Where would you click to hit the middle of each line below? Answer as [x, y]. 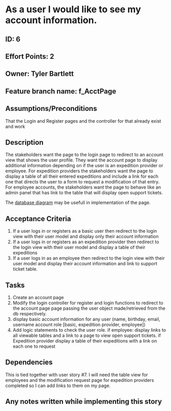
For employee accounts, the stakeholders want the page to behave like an [83, 187]
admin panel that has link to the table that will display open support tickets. [84, 193]
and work [15, 126]
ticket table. [25, 269]
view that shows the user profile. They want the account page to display [81, 160]
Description [24, 142]
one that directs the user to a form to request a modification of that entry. [82, 182]
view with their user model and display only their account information [85, 237]
